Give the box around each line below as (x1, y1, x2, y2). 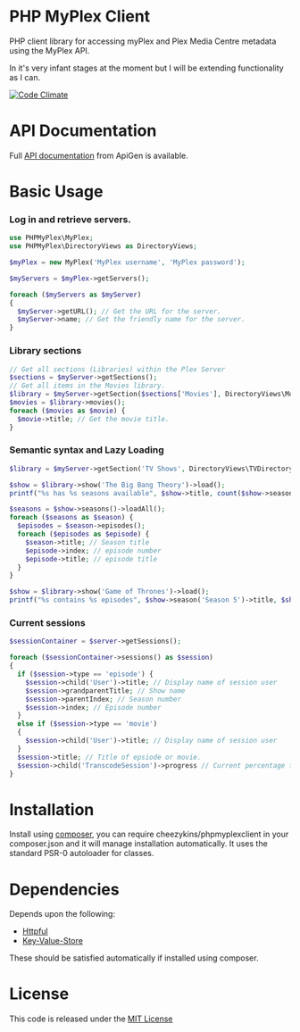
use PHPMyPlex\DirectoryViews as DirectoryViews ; (9, 242, 198, 251)
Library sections (9, 345, 82, 357)
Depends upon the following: (9, 909, 116, 920)
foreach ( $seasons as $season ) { (9, 513, 134, 522)
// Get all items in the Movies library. (9, 381, 166, 390)
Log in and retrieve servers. (9, 212, 131, 225)
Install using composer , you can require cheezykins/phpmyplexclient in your (9, 828, 289, 840)
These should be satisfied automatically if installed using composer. (9, 953, 259, 963)
